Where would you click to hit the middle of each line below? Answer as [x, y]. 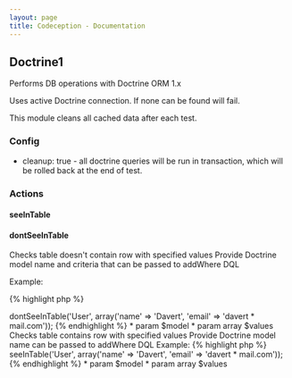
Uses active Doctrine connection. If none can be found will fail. [125, 101]
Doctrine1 [37, 62]
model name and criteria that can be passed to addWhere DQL [124, 265]
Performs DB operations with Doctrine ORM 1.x [95, 84]
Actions [27, 193]
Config [25, 141]
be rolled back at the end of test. [82, 170]
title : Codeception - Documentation [77, 26]
